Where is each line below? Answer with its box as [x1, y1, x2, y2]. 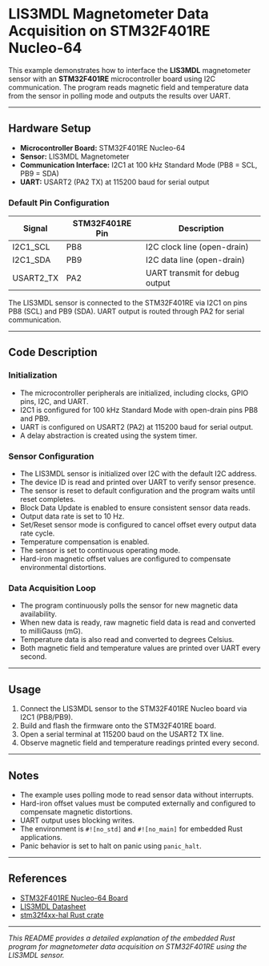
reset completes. [19, 495, 76, 504]
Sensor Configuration [8, 451, 94, 462]
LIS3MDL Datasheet [19, 901, 86, 911]
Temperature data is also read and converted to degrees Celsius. [19, 635, 235, 645]
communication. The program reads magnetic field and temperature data [8, 82, 249, 92]
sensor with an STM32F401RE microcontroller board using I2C [8, 74, 216, 83]
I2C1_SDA [12, 254, 51, 265]
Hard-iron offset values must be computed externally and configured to [19, 798, 256, 808]
